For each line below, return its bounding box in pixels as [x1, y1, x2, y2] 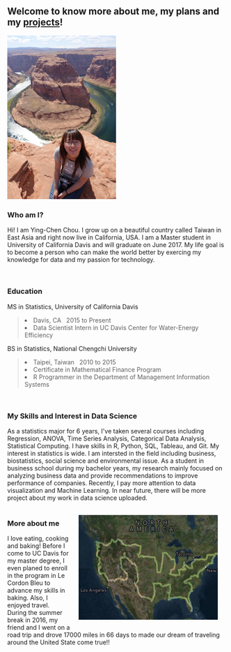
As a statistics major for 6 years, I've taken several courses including [7, 427, 205, 436]
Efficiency [24, 331, 54, 339]
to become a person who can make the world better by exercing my [7, 248, 202, 257]
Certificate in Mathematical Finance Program [33, 365, 161, 373]
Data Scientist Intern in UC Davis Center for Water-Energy [33, 323, 199, 332]
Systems [24, 380, 50, 388]
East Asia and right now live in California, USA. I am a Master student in [7, 233, 211, 242]
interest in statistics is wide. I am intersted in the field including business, [7, 450, 216, 458]
